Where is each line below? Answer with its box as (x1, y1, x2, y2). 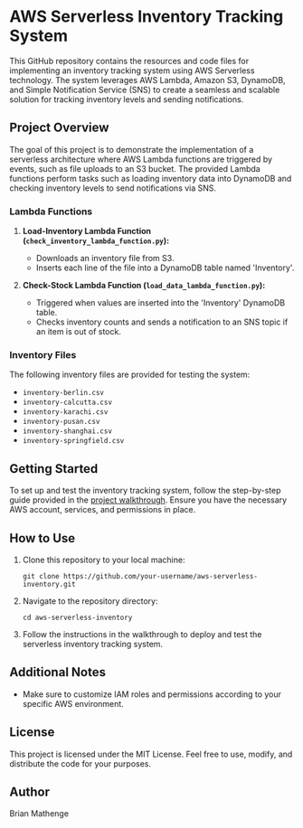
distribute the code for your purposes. (9, 757, 152, 769)
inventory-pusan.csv (22, 418, 100, 427)
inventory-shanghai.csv (22, 427, 113, 436)
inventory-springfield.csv (22, 437, 125, 446)
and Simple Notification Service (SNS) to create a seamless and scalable (9, 84, 280, 95)
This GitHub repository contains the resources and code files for (9, 55, 250, 66)
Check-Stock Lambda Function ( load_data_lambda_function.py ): (22, 280, 266, 291)
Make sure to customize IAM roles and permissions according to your (22, 689, 282, 700)
